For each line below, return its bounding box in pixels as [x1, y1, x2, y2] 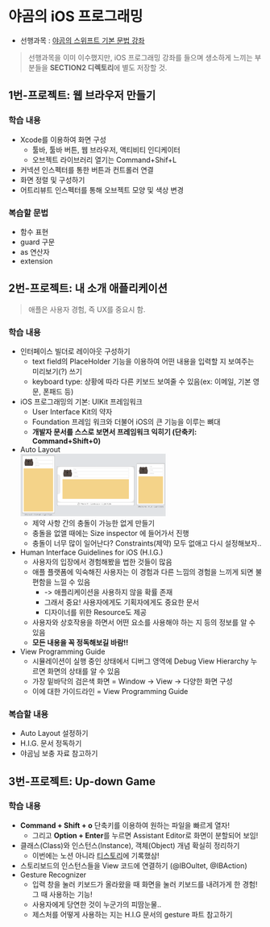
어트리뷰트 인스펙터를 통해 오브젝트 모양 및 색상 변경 [19, 185, 184, 194]
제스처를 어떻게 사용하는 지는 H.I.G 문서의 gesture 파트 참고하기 [31, 909, 233, 919]
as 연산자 [19, 247, 50, 256]
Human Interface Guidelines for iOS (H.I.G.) [19, 547, 164, 557]
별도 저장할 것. [122, 62, 168, 73]
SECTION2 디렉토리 [49, 62, 114, 73]
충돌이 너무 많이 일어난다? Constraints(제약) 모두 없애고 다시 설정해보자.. [31, 538, 262, 548]
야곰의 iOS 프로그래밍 [8, 7, 143, 26]
